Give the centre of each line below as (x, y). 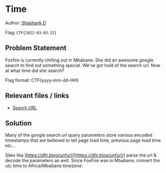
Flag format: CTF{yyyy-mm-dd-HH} (42, 80)
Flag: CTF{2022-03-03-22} (31, 32)
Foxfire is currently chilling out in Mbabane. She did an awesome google (79, 60)
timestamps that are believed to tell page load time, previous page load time (83, 140)
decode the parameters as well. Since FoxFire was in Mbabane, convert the (83, 161)
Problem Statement (36, 48)
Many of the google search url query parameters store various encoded (79, 135)
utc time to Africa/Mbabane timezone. (44, 166)
